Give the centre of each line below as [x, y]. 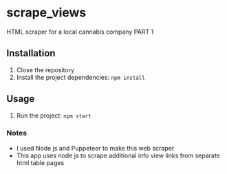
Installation [31, 53]
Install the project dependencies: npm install [80, 77]
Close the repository [45, 69]
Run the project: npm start [54, 116]
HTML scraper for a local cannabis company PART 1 [80, 32]
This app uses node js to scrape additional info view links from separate [118, 155]
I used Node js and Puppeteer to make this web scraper [95, 148]
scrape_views [46, 13]
